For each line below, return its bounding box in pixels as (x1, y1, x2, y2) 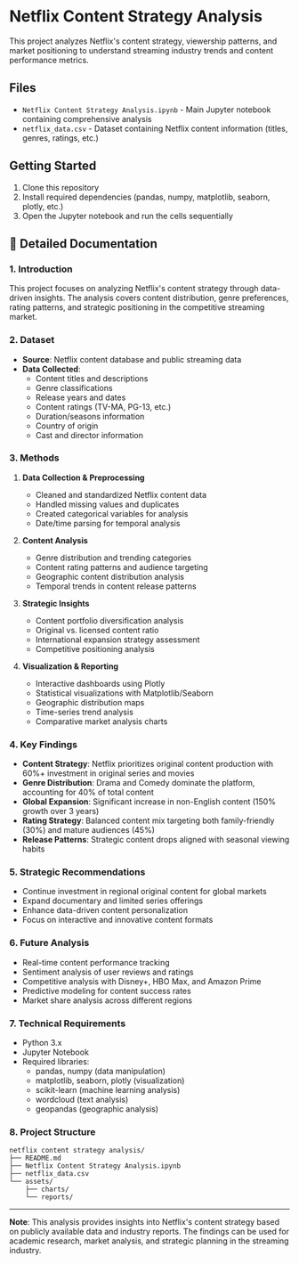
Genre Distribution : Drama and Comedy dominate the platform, (21, 778, 255, 788)
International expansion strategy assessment (35, 634, 200, 645)
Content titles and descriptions (35, 372, 149, 384)
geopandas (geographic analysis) (35, 1104, 158, 1114)
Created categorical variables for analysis (35, 508, 189, 518)
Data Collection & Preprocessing (21, 472, 145, 483)
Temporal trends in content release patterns (35, 581, 198, 591)
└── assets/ (9, 1178, 53, 1187)
